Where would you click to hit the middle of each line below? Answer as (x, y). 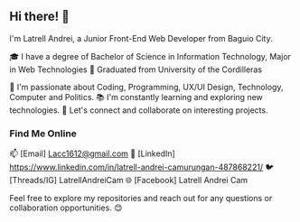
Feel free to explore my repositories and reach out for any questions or (141, 199)
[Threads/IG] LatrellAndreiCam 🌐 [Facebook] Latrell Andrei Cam (129, 180)
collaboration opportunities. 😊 (66, 208)
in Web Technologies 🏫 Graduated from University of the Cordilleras (136, 69)
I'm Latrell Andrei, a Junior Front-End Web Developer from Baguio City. (141, 38)
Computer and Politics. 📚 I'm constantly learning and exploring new (136, 97)
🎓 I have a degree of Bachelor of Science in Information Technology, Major (150, 56)
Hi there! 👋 (40, 17)
